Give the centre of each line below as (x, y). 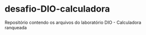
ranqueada (16, 27)
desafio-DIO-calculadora (57, 9)
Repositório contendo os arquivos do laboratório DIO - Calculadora (73, 22)
